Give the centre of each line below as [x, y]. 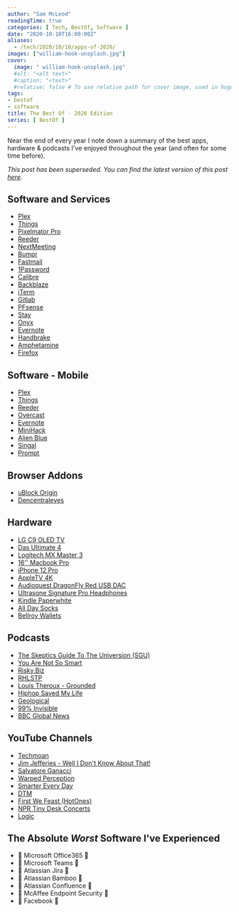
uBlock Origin [38, 493]
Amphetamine [38, 345]
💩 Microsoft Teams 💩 [48, 863]
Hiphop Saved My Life [50, 693]
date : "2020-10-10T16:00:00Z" [52, 34]
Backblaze [33, 285]
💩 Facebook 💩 [38, 901]
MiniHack [32, 430]
